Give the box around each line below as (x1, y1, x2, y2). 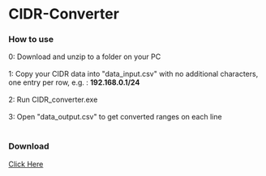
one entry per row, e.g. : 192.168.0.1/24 (8, 78, 140, 87)
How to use (8, 34, 54, 45)
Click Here (8, 159, 44, 169)
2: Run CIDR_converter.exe (8, 94, 98, 105)
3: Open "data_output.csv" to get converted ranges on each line (8, 112, 222, 122)
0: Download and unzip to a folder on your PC (8, 52, 161, 61)
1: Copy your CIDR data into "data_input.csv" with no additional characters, (8, 69, 259, 79)
